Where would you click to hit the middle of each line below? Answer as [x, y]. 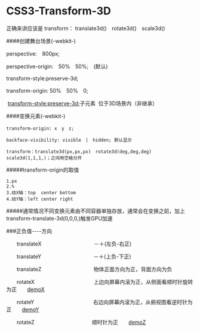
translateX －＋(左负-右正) [74, 244]
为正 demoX [25, 289]
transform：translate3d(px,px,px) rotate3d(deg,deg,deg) [79, 151]
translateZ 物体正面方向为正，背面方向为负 [94, 269]
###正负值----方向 [29, 231]
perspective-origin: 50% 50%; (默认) [57, 66]
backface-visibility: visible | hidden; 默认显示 [69, 140]
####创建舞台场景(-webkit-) [41, 41]
